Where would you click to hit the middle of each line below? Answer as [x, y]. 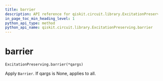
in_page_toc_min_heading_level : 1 [40, 18]
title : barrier [20, 9]
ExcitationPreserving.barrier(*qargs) [44, 65]
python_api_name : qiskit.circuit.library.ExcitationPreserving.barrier [79, 28]
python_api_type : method [30, 23]
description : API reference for [38, 14]
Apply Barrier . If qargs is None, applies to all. [50, 74]
